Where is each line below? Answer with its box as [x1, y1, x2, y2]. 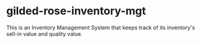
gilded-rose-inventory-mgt [6, 4, 146, 18]
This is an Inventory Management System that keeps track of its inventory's [6, 24, 196, 31]
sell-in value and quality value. [6, 30, 83, 37]
